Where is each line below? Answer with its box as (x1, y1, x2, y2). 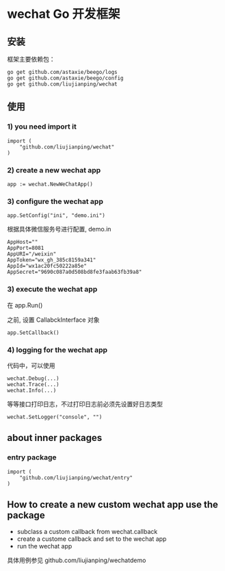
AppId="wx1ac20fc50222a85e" (7, 263, 88, 270)
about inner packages (7, 432, 103, 444)
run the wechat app (16, 542, 72, 550)
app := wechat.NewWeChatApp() (7, 181, 94, 188)
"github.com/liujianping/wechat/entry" (19, 474, 133, 481)
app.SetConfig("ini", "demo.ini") (7, 212, 106, 219)
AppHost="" (7, 239, 38, 246)
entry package (7, 453, 57, 462)
